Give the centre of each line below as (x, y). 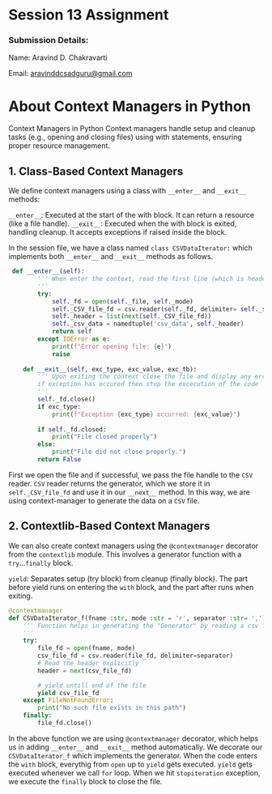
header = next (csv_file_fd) (85, 671)
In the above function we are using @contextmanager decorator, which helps (134, 738)
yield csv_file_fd (68, 693)
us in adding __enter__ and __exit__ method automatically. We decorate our (136, 747)
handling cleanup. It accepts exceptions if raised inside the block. (118, 232)
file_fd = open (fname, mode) (87, 648)
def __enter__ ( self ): (48, 272)
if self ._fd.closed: (72, 429)
